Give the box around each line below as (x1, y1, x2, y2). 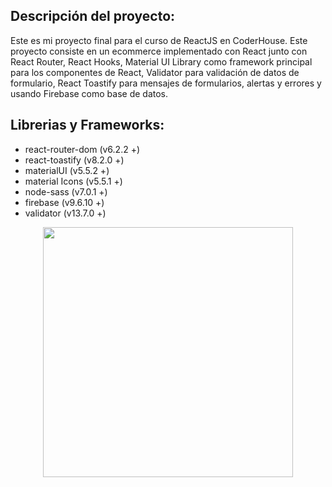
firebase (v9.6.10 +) (24, 196, 105, 208)
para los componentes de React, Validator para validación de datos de (10, 66, 300, 78)
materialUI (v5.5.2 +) (24, 164, 110, 176)
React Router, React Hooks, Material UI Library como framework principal (10, 55, 313, 68)
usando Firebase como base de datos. (10, 87, 169, 99)
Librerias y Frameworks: (10, 117, 165, 134)
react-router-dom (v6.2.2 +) (24, 143, 141, 155)
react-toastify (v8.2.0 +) (24, 154, 125, 166)
